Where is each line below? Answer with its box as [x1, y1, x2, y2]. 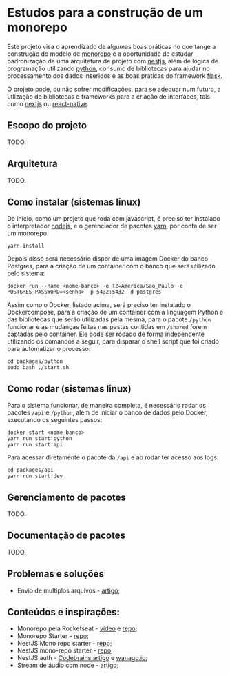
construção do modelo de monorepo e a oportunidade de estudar [7, 50, 194, 58]
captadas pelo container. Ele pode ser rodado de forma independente [7, 330, 205, 339]
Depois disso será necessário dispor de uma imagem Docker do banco [7, 255, 209, 263]
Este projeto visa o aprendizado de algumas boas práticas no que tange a [7, 42, 216, 50]
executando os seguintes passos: [7, 416, 103, 424]
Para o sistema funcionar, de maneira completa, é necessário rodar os [7, 401, 207, 410]
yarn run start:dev [7, 473, 63, 480]
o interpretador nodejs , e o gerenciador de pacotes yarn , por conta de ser [7, 222, 217, 230]
